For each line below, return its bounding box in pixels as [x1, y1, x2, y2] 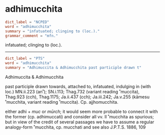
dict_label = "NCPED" [5, 20, 50, 24]
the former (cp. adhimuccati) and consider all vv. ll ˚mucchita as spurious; [5, 114, 154, 120]
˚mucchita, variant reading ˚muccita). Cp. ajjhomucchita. [5, 99, 119, 105]
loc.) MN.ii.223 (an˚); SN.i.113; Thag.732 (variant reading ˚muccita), [5, 89, 140, 95]
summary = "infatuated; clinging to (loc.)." [5, 28, 100, 34]
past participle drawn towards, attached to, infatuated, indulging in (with [5, 84, 151, 90]
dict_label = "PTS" [5, 56, 45, 61]
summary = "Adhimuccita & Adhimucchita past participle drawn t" [5, 65, 141, 70]
